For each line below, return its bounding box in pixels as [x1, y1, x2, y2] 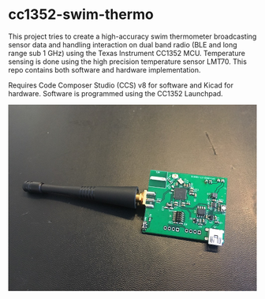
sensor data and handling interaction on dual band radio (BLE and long [8, 39, 238, 49]
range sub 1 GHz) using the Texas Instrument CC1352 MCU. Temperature [8, 48, 246, 58]
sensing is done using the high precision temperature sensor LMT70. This [8, 57, 247, 66]
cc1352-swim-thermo [8, 6, 154, 24]
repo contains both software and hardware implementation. [8, 65, 201, 74]
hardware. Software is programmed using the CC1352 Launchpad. [8, 88, 223, 98]
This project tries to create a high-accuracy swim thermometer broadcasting [8, 32, 257, 41]
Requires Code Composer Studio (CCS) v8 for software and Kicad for [8, 80, 234, 90]
